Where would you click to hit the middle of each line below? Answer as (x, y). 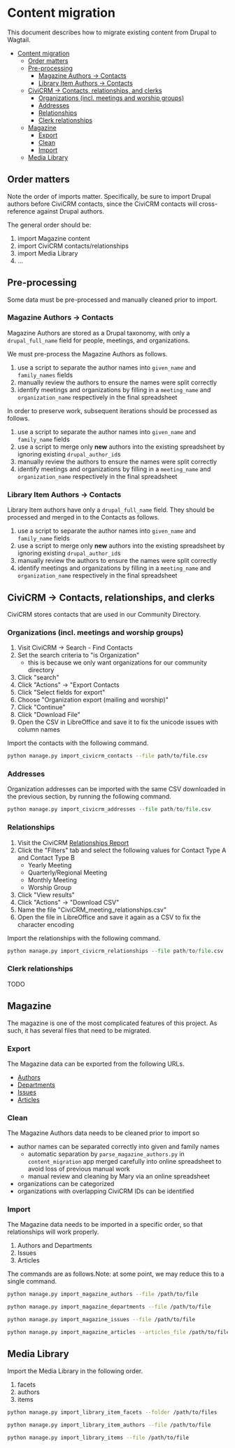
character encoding (46, 924)
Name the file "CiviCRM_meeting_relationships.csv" (92, 910)
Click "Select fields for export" (61, 692)
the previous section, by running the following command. (89, 797)
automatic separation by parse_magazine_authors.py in (106, 1154)
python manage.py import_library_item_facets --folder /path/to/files (112, 1412)
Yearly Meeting (50, 865)
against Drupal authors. (71, 211)
